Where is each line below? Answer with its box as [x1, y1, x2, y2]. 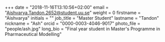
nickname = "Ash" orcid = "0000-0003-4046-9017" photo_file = [5, 20, 141, 26]
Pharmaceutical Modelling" [5, 31, 62, 37]
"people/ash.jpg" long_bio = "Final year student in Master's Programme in [5, 26, 160, 32]
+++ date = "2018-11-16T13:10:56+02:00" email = [5, 5, 109, 10]
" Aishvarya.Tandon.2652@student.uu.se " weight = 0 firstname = [5, 10, 141, 16]
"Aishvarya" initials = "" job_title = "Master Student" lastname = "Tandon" [5, 15, 159, 21]
